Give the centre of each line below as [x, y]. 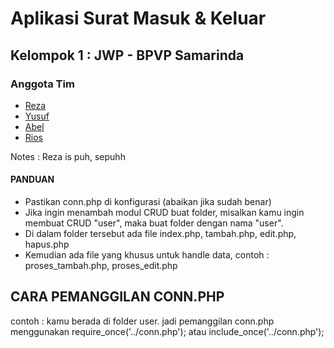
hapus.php [47, 244]
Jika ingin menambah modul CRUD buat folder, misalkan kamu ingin [164, 213]
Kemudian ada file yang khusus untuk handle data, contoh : [147, 255]
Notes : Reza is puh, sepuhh [68, 156]
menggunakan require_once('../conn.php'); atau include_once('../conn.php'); [167, 331]
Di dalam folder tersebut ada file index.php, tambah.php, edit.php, [160, 234]
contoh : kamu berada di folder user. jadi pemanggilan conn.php [142, 321]
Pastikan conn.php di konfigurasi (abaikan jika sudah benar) [148, 202]
